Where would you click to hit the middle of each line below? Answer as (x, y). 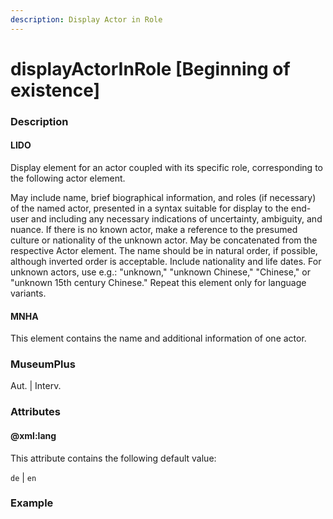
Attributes (35, 412)
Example (32, 503)
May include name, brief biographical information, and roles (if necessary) (163, 197)
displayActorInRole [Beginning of (150, 68)
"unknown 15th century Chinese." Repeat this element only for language (158, 282)
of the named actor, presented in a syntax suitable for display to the (149, 208)
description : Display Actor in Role (86, 19)
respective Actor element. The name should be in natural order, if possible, (164, 250)
